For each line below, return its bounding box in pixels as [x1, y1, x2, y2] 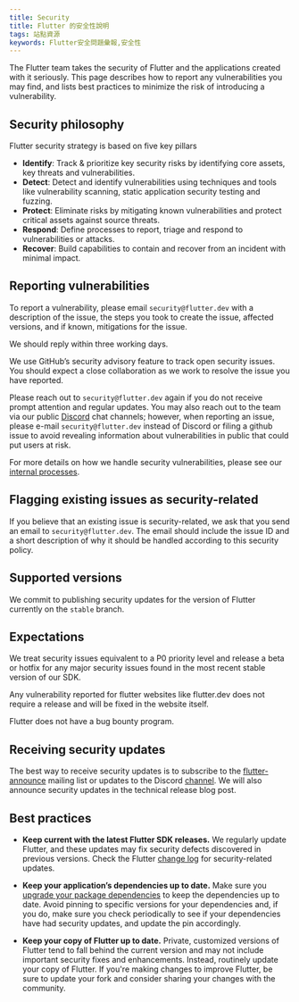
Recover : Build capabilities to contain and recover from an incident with [21, 243, 287, 255]
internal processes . [9, 466, 80, 477]
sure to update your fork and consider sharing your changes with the [21, 973, 276, 983]
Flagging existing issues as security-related [9, 492, 259, 507]
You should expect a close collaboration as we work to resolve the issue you [9, 365, 290, 376]
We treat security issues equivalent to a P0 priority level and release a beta [9, 653, 285, 664]
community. [21, 982, 66, 993]
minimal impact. [21, 253, 81, 263]
